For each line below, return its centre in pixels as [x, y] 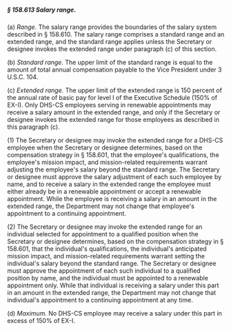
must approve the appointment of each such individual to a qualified [104, 270]
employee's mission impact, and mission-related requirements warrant [107, 162]
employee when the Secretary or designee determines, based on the [105, 147]
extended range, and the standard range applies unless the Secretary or [110, 41]
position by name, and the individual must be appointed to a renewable [108, 278]
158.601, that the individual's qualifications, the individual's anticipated [107, 249]
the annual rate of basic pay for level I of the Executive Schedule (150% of [112, 97]
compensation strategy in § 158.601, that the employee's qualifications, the [113, 154]
